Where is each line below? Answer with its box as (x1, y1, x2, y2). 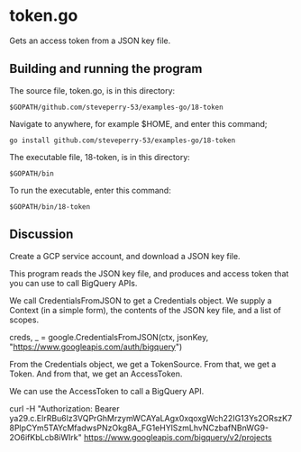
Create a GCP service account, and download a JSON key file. (9, 250, 241, 261)
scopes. (9, 314, 39, 325)
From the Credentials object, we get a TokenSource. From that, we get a (9, 358, 277, 369)
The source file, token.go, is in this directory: (9, 85, 176, 95)
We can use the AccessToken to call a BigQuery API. (9, 385, 205, 396)
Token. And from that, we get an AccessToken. (9, 368, 183, 379)
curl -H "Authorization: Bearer (9, 402, 120, 414)
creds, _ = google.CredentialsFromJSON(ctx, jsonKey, (9, 331, 209, 342)
